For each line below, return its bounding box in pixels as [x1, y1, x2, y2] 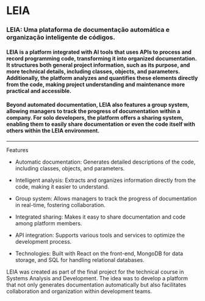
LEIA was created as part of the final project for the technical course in [6, 268, 184, 275]
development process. [15, 238, 72, 245]
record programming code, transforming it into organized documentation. [6, 54, 197, 62]
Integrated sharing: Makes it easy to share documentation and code [15, 213, 186, 220]
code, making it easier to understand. [15, 183, 110, 190]
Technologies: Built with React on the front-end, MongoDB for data [15, 250, 184, 257]
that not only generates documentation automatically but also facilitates [6, 281, 187, 288]
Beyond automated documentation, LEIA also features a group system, [6, 101, 189, 109]
